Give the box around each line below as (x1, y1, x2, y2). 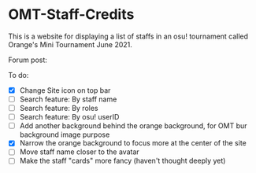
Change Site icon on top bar (19, 85, 111, 95)
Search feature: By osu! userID (19, 112, 120, 122)
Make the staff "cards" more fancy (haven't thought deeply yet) (19, 156, 226, 166)
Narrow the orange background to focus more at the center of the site (19, 138, 247, 148)
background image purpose (19, 130, 110, 139)
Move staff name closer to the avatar (19, 147, 139, 156)
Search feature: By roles (19, 104, 98, 113)
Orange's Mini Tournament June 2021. (8, 39, 132, 49)
